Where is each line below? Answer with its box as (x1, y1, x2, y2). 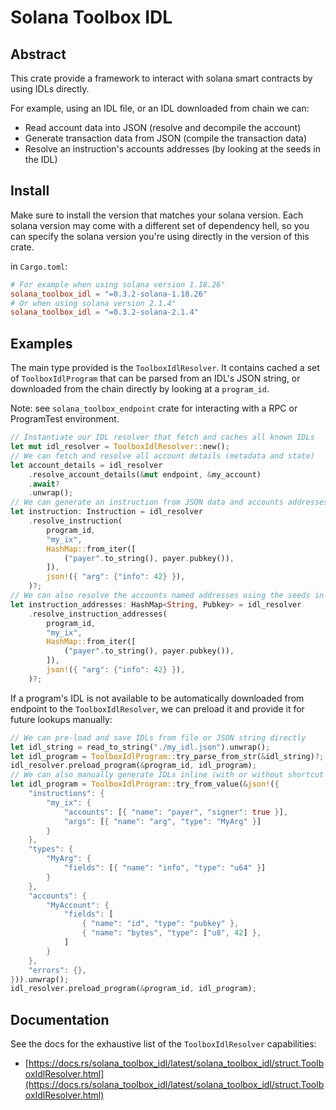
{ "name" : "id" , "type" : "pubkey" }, (81, 919, 240, 929)
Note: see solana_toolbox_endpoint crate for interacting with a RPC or (10, 402, 298, 415)
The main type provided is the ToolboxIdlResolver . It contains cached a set (10, 362, 320, 374)
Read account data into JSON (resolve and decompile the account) (24, 122, 302, 133)
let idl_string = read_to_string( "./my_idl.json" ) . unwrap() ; (10, 742, 271, 752)
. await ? (28, 479, 60, 489)
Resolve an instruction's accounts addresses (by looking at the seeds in (24, 143, 322, 155)
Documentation (10, 1011, 110, 1028)
